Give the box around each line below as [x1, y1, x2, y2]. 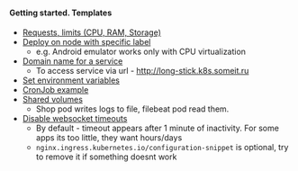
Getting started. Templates [9, 7, 113, 18]
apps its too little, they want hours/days [35, 132, 183, 143]
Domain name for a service [22, 56, 123, 67]
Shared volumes [22, 94, 84, 105]
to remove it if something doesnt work [35, 151, 177, 162]
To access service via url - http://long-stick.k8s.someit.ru [35, 66, 249, 76]
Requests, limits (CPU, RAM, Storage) [22, 27, 162, 38]
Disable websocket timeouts [22, 113, 128, 124]
